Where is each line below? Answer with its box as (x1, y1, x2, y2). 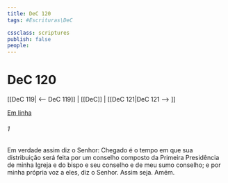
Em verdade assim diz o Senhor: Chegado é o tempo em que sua (7, 146, 193, 154)
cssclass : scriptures (7, 29, 70, 36)
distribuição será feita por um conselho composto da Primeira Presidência (7, 154, 220, 162)
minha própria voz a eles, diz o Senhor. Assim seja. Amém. (7, 168, 175, 177)
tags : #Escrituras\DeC (7, 17, 73, 24)
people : (7, 42, 30, 49)
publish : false (7, 35, 51, 42)
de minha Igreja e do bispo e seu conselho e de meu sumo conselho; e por (7, 161, 221, 169)
